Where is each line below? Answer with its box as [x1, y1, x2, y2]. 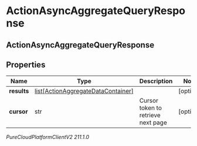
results [9, 87, 29, 95]
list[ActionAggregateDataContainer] [34, 87, 134, 95]
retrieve [139, 111, 161, 120]
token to [139, 104, 162, 112]
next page [139, 118, 167, 127]
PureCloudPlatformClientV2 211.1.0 [6, 134, 90, 141]
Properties [6, 60, 46, 70]
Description [139, 77, 173, 86]
